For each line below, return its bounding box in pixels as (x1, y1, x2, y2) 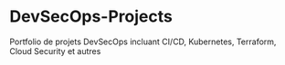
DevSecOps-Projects (9, 6, 174, 27)
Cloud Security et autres (9, 45, 101, 56)
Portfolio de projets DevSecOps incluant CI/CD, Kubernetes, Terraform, (9, 36, 277, 47)
